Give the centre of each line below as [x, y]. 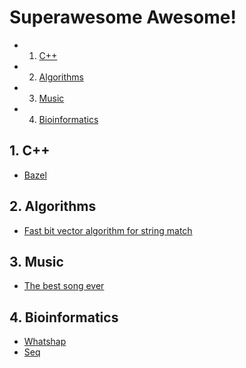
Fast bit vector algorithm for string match [108, 230]
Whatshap [45, 342]
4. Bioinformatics [64, 317]
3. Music [36, 261]
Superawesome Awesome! [123, 17]
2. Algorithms [53, 206]
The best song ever [64, 286]
